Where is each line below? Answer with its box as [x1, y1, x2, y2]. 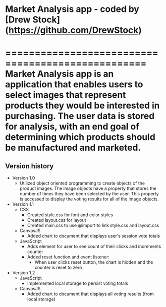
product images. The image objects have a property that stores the [19, 185, 157, 191]
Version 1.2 [12, 270, 35, 276]
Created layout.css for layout [27, 217, 86, 223]
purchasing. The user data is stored [5, 111, 155, 122]
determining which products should [5, 131, 156, 143]
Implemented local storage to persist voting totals [27, 280, 128, 286]
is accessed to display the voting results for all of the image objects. [19, 196, 159, 202]
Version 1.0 [12, 175, 35, 181]
